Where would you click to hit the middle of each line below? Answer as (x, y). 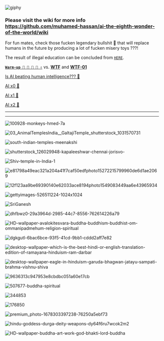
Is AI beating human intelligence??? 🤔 (43, 77)
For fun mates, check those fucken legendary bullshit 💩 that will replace (77, 43)
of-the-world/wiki (27, 32)
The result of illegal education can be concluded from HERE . (65, 58)
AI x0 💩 (12, 86)
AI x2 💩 (12, 105)
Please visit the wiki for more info (45, 20)
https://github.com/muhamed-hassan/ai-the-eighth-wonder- (80, 26)
